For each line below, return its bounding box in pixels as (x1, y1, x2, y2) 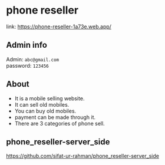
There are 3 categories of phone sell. (14, 120, 105, 127)
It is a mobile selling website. (14, 95, 85, 102)
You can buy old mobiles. (14, 107, 77, 114)
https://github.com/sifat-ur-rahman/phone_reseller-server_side (6, 153, 159, 160)
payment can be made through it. (14, 113, 96, 121)
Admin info (6, 40, 47, 50)
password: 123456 (6, 62, 49, 69)
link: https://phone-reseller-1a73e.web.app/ (6, 23, 112, 30)
